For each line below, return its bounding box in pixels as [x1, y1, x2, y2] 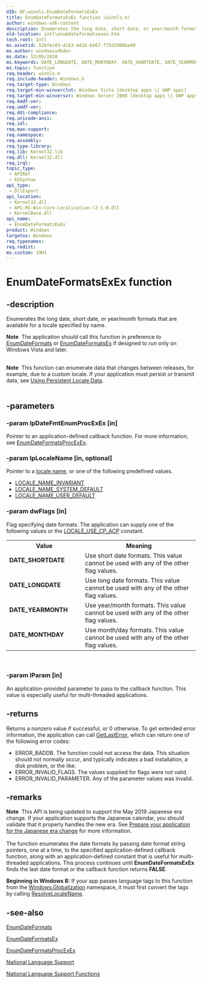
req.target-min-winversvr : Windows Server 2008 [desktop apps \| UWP [6, 93, 185, 99]
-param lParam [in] [6, 671, 63, 680]
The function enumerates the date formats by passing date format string [6, 840, 185, 848]
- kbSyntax [8, 177, 36, 183]
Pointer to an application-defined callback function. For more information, [6, 432, 189, 439]
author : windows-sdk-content [6, 20, 79, 26]
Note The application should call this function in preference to [6, 333, 161, 341]
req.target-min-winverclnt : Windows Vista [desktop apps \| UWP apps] [6, 87, 187, 93]
